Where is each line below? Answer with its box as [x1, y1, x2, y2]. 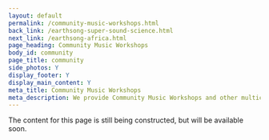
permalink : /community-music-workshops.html [8, 19, 159, 27]
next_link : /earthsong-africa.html [8, 34, 127, 42]
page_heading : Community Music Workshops [8, 42, 149, 50]
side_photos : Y [8, 64, 59, 72]
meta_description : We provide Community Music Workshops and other [8, 94, 239, 102]
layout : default [8, 11, 62, 20]
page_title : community [8, 57, 84, 65]
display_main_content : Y [8, 78, 91, 86]
